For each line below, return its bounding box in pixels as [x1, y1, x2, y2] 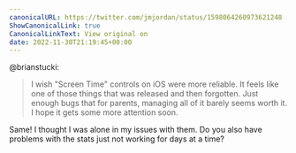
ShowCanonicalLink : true [9, 21, 101, 30]
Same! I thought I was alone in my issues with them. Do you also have [9, 125, 262, 135]
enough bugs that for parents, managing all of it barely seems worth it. [30, 98, 288, 109]
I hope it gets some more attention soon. [30, 107, 178, 118]
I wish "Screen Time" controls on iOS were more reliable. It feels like [30, 79, 279, 89]
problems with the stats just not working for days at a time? [9, 134, 225, 144]
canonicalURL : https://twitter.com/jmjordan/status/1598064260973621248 [9, 12, 283, 22]
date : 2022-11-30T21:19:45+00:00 [9, 37, 133, 47]
